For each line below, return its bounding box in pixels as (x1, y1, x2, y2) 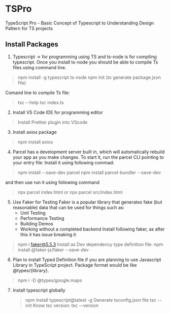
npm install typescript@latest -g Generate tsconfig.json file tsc (25, 297, 156, 303)
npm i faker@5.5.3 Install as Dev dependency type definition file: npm (17, 241, 163, 247)
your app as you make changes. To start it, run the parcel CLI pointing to (12, 154, 164, 160)
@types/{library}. (12, 267, 49, 273)
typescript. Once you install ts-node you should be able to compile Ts (12, 59, 158, 65)
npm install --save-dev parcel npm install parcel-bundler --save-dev (17, 169, 161, 176)
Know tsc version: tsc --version (32, 302, 99, 308)
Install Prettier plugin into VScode (17, 119, 88, 125)
